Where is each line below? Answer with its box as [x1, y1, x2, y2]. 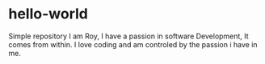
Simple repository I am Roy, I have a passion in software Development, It [8, 31, 249, 41]
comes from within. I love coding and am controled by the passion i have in [8, 39, 258, 49]
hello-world [8, 5, 89, 23]
